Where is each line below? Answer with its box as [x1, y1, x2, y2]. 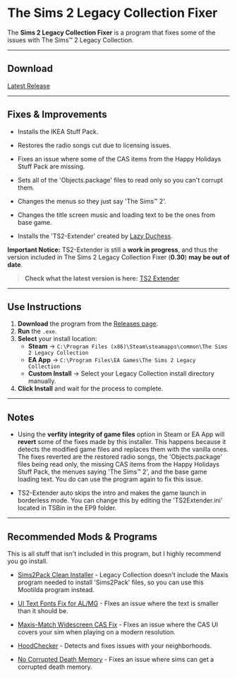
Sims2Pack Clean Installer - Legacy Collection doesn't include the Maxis [17, 571, 229, 579]
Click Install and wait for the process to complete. [17, 384, 164, 393]
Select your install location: [17, 335, 97, 343]
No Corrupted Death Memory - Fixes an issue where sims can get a [17, 655, 214, 663]
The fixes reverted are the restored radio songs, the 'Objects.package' [17, 452, 223, 461]
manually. [28, 377, 56, 386]
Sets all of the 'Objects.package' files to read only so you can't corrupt [17, 175, 224, 184]
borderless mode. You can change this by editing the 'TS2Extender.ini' [17, 496, 223, 505]
